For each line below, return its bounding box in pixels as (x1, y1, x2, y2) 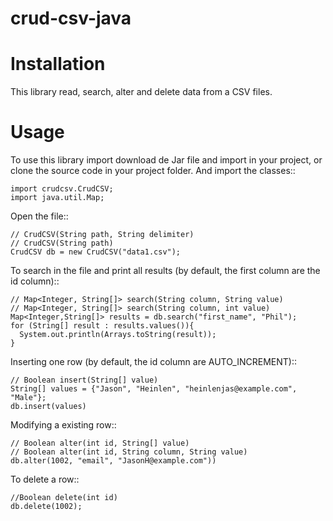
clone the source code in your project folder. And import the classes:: (10, 165, 296, 177)
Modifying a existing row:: (10, 419, 117, 431)
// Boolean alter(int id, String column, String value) (10, 447, 248, 457)
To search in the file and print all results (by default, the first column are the (10, 265, 321, 277)
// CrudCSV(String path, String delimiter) (10, 230, 195, 240)
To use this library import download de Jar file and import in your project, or (10, 154, 323, 166)
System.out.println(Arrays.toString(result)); (19, 330, 217, 340)
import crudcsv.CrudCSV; (10, 184, 114, 194)
